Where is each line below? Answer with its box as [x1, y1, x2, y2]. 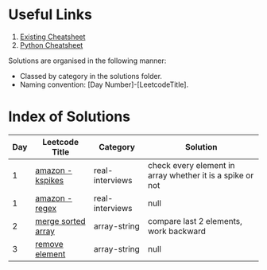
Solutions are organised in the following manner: [8, 56, 167, 65]
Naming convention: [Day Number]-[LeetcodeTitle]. [19, 80, 189, 89]
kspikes [35, 174, 64, 186]
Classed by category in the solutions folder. [19, 71, 163, 80]
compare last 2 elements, [148, 215, 242, 226]
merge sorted [35, 215, 86, 226]
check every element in [148, 159, 235, 170]
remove [35, 238, 64, 249]
